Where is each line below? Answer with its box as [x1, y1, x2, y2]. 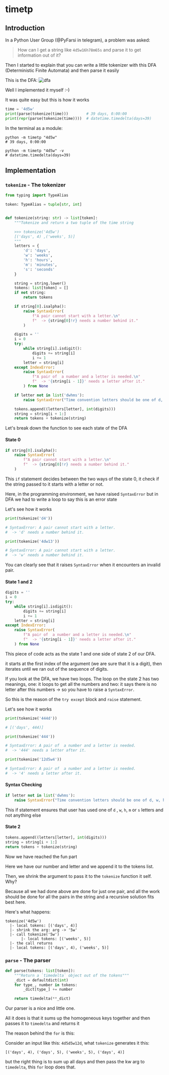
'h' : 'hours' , [23, 258, 53, 263]
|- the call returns [10, 941, 53, 946]
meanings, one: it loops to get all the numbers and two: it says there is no [5, 681, 157, 687]
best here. [5, 899, 27, 905]
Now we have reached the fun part [5, 853, 77, 860]
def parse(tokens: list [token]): [5, 968, 75, 973]
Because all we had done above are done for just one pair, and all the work [5, 888, 160, 894]
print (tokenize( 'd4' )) [5, 516, 53, 521]
